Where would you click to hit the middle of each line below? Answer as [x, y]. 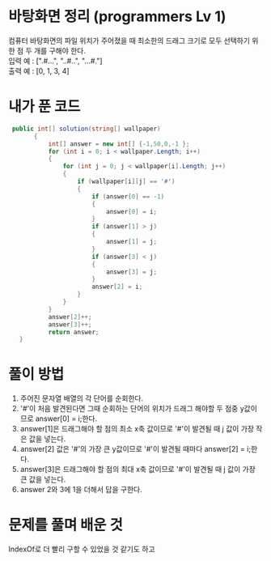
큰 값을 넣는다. [43, 479]
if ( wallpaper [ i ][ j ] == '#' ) [126, 181]
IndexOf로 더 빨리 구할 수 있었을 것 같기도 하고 [82, 549]
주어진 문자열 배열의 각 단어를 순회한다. [82, 398]
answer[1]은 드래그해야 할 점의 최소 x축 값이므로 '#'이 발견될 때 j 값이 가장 [137, 429]
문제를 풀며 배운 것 [66, 525]
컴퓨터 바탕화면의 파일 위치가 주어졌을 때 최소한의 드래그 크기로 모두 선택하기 [129, 40]
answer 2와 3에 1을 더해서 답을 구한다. [81, 490]
